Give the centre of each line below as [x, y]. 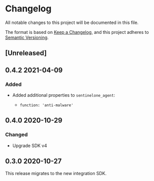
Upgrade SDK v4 [30, 146]
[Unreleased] [26, 53]
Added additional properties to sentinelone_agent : [64, 95]
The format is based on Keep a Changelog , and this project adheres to [77, 32]
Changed [17, 135]
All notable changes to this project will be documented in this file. [72, 22]
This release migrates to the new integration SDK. [56, 173]
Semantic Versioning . [27, 37]
